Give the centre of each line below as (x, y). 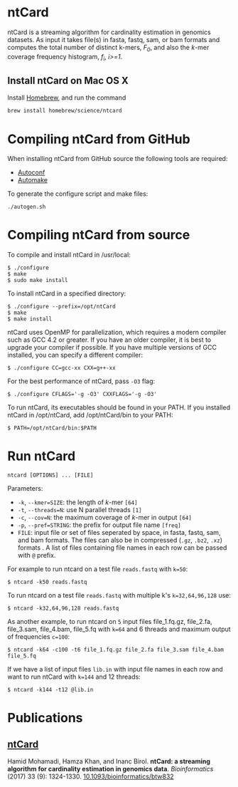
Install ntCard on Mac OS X (68, 80)
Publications (45, 718)
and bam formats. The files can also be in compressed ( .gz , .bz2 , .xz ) (120, 540)
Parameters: (25, 489)
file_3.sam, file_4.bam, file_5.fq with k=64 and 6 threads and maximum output (119, 629)
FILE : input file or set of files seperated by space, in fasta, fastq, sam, (119, 533)
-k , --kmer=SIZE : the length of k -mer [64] (77, 502)
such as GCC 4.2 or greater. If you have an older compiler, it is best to (109, 340)
